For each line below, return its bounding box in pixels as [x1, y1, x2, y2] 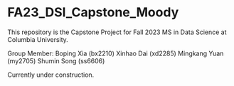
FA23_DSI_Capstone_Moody [7, 4, 179, 21]
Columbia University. [7, 35, 69, 43]
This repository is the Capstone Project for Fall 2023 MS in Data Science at [7, 28, 227, 36]
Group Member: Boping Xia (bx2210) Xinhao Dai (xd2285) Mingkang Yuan [7, 49, 224, 58]
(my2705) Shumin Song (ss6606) [7, 56, 105, 65]
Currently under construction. [7, 70, 95, 79]
